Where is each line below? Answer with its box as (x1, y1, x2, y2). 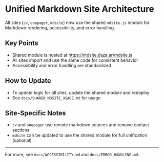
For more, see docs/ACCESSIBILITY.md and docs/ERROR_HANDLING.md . (5, 152, 140, 158)
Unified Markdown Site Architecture (5, 3, 155, 15)
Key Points (5, 39, 39, 47)
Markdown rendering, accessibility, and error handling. (5, 24, 116, 30)
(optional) (12, 138, 32, 143)
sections (12, 127, 30, 133)
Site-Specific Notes (5, 109, 66, 117)
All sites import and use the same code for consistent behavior (12, 57, 138, 63)
